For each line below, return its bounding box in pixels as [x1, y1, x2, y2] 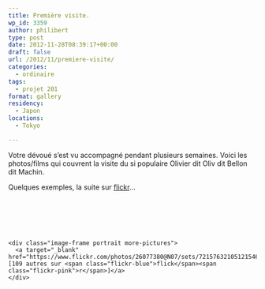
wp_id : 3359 [8, 19, 47, 27]
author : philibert [8, 26, 69, 34]
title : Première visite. [8, 11, 90, 20]
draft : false [8, 48, 51, 56]
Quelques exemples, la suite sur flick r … [8, 182, 136, 192]
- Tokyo [15, 122, 41, 129]
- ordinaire [15, 70, 55, 78]
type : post [8, 33, 44, 42]
